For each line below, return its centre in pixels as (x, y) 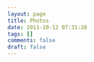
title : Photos (28, 21)
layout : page (27, 14)
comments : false (31, 41)
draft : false (27, 47)
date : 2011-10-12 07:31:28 (47, 27)
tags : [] (20, 34)
